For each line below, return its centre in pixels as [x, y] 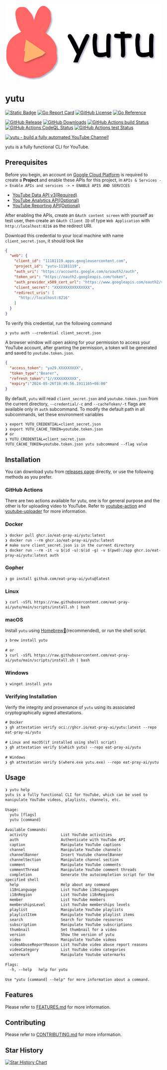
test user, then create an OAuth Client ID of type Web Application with [78, 220]
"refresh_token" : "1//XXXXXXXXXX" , [45, 379]
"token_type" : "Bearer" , [34, 373]
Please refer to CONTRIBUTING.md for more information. [63, 1035]
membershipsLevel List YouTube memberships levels [70, 905]
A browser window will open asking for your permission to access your [78, 342]
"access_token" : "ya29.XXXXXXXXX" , [46, 368]
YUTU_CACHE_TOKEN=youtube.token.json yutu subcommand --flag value [77, 444]
